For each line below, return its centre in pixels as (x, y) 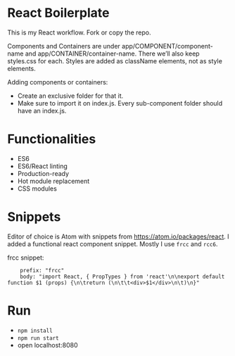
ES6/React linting (43, 166)
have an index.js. (42, 110)
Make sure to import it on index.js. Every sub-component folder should (120, 103)
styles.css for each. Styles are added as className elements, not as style (115, 61)
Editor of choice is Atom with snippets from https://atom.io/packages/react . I (118, 236)
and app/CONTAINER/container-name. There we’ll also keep (112, 53)
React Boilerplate (58, 13)
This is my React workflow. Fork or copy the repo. (79, 32)
